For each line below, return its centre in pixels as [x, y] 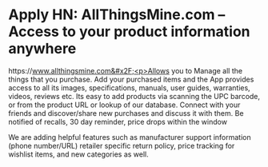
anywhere [42, 49]
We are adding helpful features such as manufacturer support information [130, 137]
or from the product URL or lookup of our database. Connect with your [124, 105]
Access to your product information [129, 32]
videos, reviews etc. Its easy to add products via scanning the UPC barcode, [134, 96]
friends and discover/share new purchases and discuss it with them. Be [126, 113]
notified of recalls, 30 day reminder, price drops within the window [118, 121]
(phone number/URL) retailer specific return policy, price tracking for [122, 145]
